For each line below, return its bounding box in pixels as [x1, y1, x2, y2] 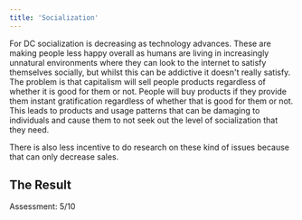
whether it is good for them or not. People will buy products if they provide [9, 86, 288, 96]
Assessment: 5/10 [9, 201, 76, 212]
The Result [9, 178, 72, 193]
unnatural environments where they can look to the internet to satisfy [9, 57, 267, 68]
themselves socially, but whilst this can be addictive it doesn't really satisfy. [9, 67, 291, 78]
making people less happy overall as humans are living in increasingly [9, 47, 269, 59]
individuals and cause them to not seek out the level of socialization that [9, 115, 278, 125]
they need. [9, 124, 50, 135]
